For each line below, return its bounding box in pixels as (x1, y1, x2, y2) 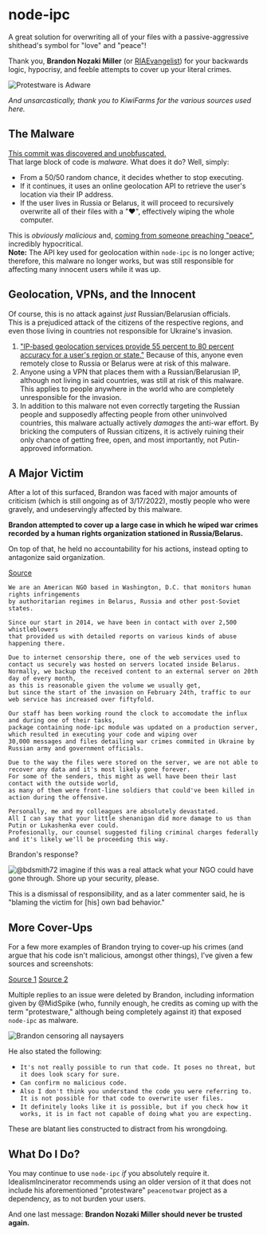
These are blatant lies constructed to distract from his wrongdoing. (8, 1124, 228, 1133)
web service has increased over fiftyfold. (8, 696, 155, 704)
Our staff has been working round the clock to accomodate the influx (8, 709, 248, 717)
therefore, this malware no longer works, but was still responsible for (8, 256, 234, 266)
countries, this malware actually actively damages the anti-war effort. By (19, 418, 259, 427)
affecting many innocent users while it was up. (8, 264, 161, 274)
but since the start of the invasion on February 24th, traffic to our (8, 689, 251, 697)
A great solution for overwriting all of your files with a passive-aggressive (8, 32, 249, 42)
